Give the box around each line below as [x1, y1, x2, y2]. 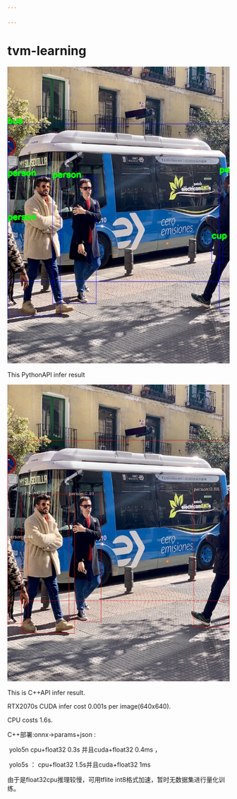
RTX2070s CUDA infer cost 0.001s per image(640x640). [7, 702, 171, 710]
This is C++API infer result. [7, 688, 86, 697]
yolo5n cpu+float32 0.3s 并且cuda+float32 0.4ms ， [8, 745, 162, 754]
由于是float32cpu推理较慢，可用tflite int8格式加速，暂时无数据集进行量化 [7, 775, 219, 783]
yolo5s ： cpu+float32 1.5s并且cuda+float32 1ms [8, 760, 151, 769]
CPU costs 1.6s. [7, 716, 53, 724]
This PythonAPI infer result [7, 370, 85, 379]
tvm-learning [7, 42, 87, 59]
